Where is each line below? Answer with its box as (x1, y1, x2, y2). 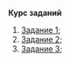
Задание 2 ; (20, 35, 63, 44)
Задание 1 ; (20, 25, 61, 35)
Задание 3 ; (20, 43, 63, 54)
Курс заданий (8, 8, 62, 18)
